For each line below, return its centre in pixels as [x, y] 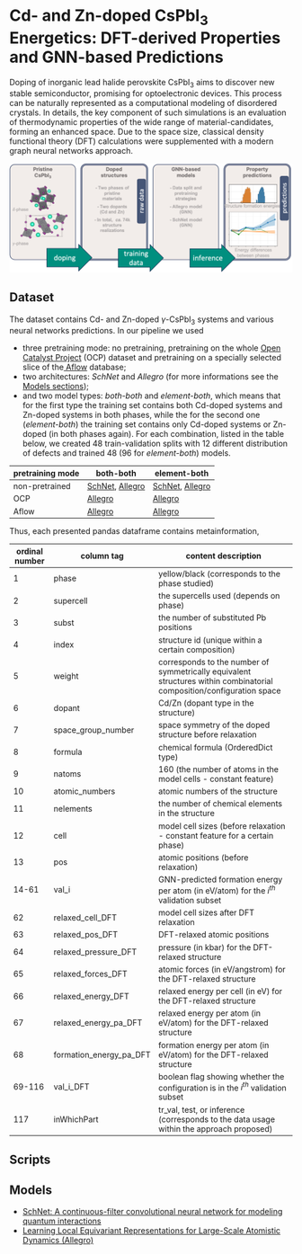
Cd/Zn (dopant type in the [206, 703]
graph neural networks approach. [71, 151]
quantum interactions [62, 1221]
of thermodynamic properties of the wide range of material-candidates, [142, 122]
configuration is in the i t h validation [223, 1087]
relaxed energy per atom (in [210, 1013]
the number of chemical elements [221, 804]
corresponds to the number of [214, 662]
